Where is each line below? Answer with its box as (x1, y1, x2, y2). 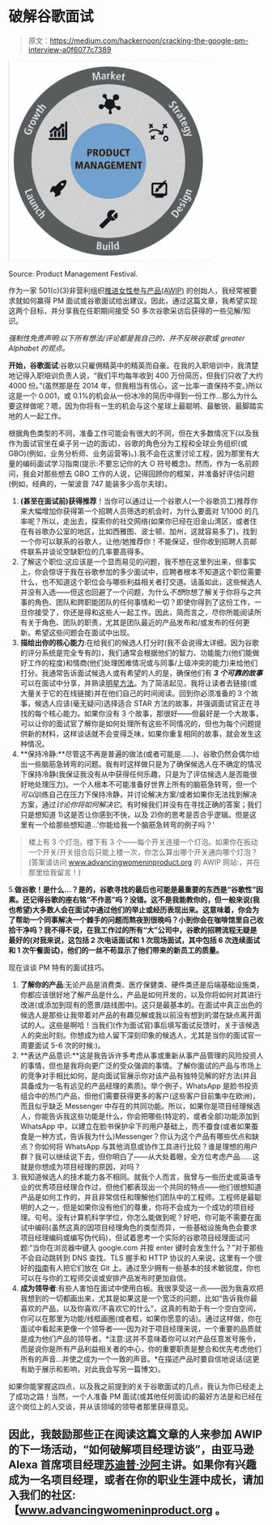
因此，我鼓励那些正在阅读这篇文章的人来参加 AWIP (8, 1428, 263, 1442)
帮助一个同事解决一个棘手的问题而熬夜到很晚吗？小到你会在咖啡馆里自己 (15, 915, 257, 924)
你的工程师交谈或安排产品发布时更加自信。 (48, 1272, 191, 1283)
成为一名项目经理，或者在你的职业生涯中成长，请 (8, 1473, 253, 1487)
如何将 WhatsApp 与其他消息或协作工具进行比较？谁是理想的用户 (41, 1141, 258, 1151)
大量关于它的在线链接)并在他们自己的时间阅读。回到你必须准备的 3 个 (19, 688, 252, 698)
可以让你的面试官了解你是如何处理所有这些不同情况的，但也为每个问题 (19, 718, 255, 729)
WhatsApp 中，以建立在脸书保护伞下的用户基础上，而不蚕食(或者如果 (19, 1121, 252, 1131)
